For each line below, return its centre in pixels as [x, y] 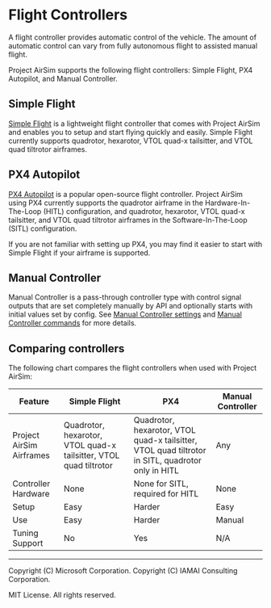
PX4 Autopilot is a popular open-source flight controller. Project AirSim [126, 194]
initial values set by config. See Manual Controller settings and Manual [125, 314]
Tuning [25, 533]
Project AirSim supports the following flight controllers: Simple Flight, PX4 [131, 69]
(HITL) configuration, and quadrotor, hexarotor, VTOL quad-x [144, 211]
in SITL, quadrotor [167, 460]
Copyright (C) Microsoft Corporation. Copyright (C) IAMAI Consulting [123, 571]
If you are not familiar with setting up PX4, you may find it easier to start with [135, 244]
